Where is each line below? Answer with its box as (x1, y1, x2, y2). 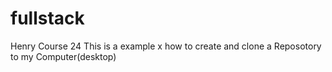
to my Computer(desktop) (10, 50, 117, 62)
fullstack (10, 7, 85, 30)
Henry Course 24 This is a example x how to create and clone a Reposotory (10, 40, 322, 52)
